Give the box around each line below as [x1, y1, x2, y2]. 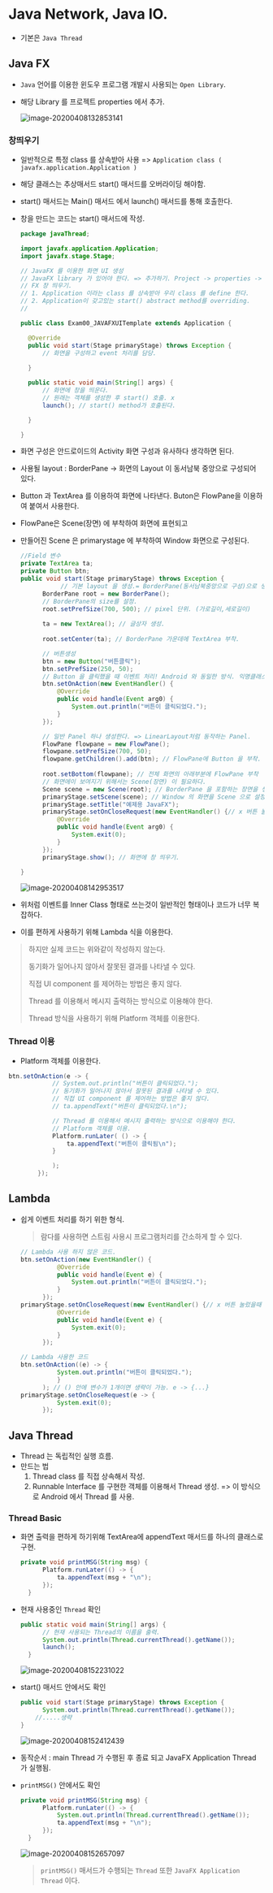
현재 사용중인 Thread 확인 [19, 1604, 102, 1614]
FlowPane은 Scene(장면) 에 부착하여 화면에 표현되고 [19, 518, 188, 528]
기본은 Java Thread [19, 32, 83, 42]
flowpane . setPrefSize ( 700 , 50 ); [41, 747, 152, 756]
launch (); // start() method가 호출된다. [41, 401, 176, 409]
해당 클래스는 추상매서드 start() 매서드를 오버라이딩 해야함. [19, 180, 206, 189]
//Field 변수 [19, 552, 61, 561]
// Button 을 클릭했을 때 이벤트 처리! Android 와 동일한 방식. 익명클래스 [41, 672, 266, 681]
